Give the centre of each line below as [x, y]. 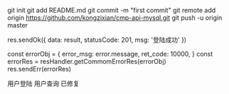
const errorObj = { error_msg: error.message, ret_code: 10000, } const [110, 54]
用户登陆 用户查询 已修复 [43, 83]
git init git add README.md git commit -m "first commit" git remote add [112, 10]
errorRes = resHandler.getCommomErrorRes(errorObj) [87, 61]
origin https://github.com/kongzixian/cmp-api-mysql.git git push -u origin [115, 18]
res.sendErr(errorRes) [39, 69]
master [18, 25]
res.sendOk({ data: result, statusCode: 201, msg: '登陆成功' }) [97, 40]
